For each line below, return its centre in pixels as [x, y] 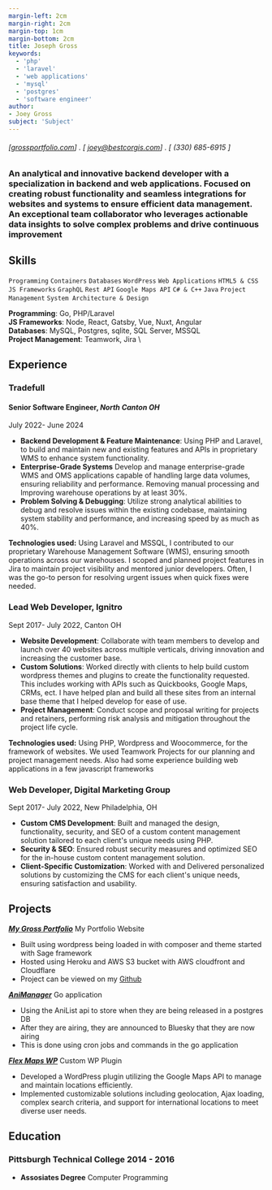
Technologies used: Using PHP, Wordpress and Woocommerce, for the [128, 742]
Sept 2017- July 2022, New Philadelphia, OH [83, 807]
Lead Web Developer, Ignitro [66, 608]
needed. [22, 586]
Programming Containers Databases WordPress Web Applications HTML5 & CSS [134, 281]
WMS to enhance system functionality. [85, 458]
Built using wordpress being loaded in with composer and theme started [141, 944]
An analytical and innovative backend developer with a [119, 174]
